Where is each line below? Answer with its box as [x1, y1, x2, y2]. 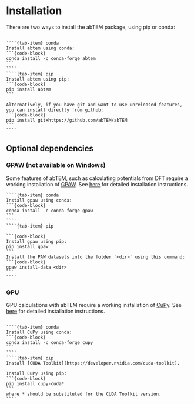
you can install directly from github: [6, 107, 104, 113]
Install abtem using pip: [6, 76, 69, 82]
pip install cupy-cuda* [6, 380, 65, 386]
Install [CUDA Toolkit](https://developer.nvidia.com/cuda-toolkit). [6, 360, 180, 366]
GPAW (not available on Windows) [6, 161, 106, 169]
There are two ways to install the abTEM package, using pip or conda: [6, 24, 175, 31]
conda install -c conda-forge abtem [6, 55, 96, 61]
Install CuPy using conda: [6, 329, 72, 335]
